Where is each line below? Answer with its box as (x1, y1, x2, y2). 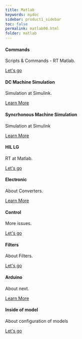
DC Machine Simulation (5, 79, 55, 85)
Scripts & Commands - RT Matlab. (5, 58, 75, 64)
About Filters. (5, 253, 33, 259)
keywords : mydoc (5, 12, 39, 17)
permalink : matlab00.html (5, 26, 59, 31)
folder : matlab (5, 31, 37, 36)
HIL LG (5, 144, 19, 150)
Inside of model (5, 307, 38, 313)
